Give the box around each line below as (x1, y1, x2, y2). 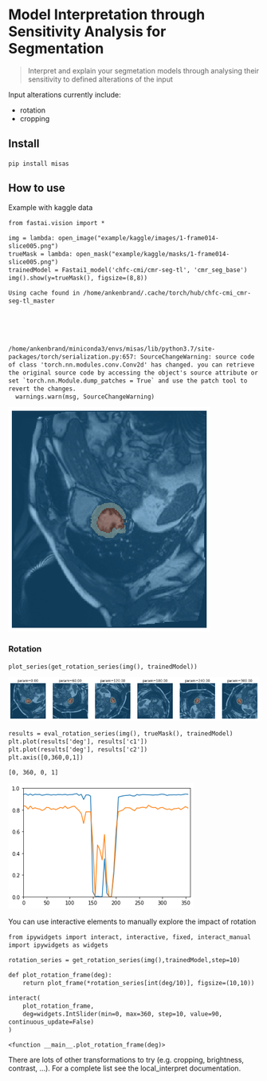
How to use (8, 181, 65, 195)
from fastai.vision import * (8, 219, 105, 227)
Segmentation (8, 40, 104, 57)
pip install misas (8, 160, 69, 168)
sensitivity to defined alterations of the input (27, 74, 174, 84)
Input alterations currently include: (8, 89, 121, 99)
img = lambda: (8, 234, 56, 242)
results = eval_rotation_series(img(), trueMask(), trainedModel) (8, 730, 234, 738)
